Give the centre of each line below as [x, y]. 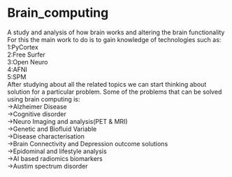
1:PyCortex [23, 47]
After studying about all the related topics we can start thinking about [107, 84]
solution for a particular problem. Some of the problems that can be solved [115, 92]
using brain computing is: [44, 99]
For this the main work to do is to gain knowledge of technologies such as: [114, 39]
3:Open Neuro [28, 62]
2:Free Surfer [26, 55]
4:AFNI [17, 69]
